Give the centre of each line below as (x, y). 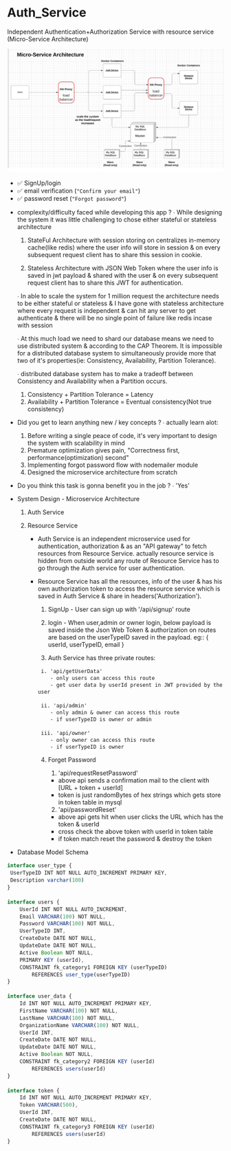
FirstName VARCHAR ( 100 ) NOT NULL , (69, 1011)
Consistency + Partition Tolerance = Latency (90, 395)
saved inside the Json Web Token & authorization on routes (132, 630)
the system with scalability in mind (76, 443)
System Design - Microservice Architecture (78, 499)
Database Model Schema (53, 852)
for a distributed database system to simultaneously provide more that (117, 353)
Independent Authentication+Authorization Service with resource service (111, 32)
